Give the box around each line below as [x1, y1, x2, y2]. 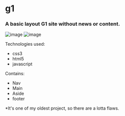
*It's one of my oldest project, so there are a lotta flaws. [5, 105, 120, 111]
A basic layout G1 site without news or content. [5, 21, 120, 28]
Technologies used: [5, 41, 45, 47]
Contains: [5, 71, 25, 77]
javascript [12, 61, 33, 67]
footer [12, 96, 25, 102]
